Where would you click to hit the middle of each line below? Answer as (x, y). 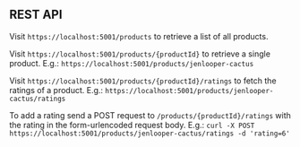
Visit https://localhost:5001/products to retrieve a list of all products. (139, 36)
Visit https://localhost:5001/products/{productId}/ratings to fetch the (143, 81)
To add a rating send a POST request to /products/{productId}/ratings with (150, 115)
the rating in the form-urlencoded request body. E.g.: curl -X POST (132, 125)
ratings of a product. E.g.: (56, 90)
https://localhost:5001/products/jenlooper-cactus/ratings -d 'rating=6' (150, 134)
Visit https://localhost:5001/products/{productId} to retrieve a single (140, 54)
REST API (36, 15)
